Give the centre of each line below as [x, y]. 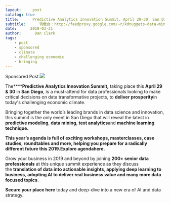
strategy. [14, 195]
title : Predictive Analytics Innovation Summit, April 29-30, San [82, 19]
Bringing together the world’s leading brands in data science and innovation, [85, 112]
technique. [17, 128]
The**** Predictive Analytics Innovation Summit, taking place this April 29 [84, 86]
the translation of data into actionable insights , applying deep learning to [83, 169]
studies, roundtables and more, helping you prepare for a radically [76, 143]
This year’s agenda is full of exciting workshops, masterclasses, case [80, 138]
